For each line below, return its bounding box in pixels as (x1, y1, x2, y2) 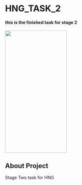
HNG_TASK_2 (5, 3, 61, 14)
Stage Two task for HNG (5, 175, 55, 181)
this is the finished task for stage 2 (5, 19, 78, 25)
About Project (5, 162, 49, 170)
